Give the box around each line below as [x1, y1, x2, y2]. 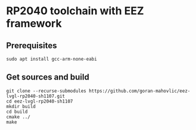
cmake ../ [6, 114, 31, 120]
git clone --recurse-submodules [6, 88, 86, 94]
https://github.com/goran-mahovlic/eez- [88, 88, 191, 94]
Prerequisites [6, 40, 57, 50]
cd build [6, 109, 28, 115]
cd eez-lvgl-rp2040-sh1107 [6, 98, 73, 104]
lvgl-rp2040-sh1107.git [6, 93, 66, 99]
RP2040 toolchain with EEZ [6, 4, 144, 18]
